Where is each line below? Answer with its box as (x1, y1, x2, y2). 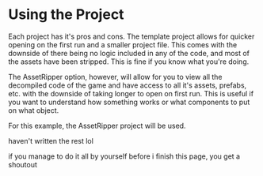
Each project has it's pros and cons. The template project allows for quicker (8, 32, 255, 41)
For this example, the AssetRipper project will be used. (8, 121, 186, 130)
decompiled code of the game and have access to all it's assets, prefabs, (8, 81, 247, 90)
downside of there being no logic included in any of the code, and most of (8, 48, 250, 58)
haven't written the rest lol (8, 136, 93, 145)
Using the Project (8, 6, 124, 24)
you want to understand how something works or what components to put (8, 97, 250, 107)
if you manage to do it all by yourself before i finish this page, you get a (8, 152, 240, 161)
